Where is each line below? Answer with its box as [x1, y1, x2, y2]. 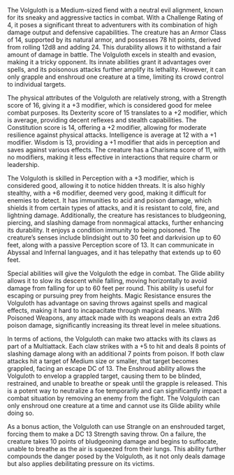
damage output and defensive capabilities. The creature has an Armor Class [7, 28, 227, 36]
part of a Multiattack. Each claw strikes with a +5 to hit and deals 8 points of [7, 342, 226, 350]
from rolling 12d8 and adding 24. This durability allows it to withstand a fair [7, 43, 222, 51]
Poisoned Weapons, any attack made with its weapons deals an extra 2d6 [7, 314, 220, 322]
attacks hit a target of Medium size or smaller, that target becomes [7, 357, 199, 365]
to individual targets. [7, 80, 66, 88]
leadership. [7, 161, 40, 168]
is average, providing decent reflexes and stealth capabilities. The [7, 116, 197, 124]
